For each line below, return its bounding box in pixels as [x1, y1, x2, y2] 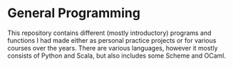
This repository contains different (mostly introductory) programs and [7, 29, 212, 37]
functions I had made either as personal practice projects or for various [7, 36, 217, 44]
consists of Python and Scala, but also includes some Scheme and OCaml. [7, 51, 227, 60]
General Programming [7, 5, 141, 21]
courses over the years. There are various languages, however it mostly [7, 43, 219, 52]
